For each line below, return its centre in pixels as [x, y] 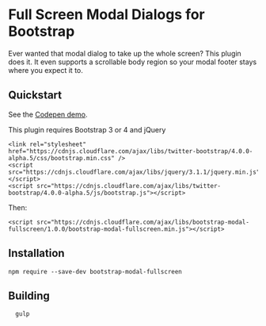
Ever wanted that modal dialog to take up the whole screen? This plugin [125, 53]
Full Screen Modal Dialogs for [107, 15]
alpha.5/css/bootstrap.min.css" [61, 158]
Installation [36, 253]
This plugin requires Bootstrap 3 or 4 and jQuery [87, 129]
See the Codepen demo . [48, 114]
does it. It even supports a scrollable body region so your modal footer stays [133, 62]
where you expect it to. [46, 70]
